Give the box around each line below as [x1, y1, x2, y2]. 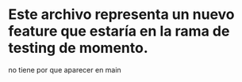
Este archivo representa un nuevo [8, 6, 236, 24]
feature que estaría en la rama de [8, 22, 230, 40]
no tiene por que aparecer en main [8, 65, 121, 74]
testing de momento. [8, 39, 148, 57]
